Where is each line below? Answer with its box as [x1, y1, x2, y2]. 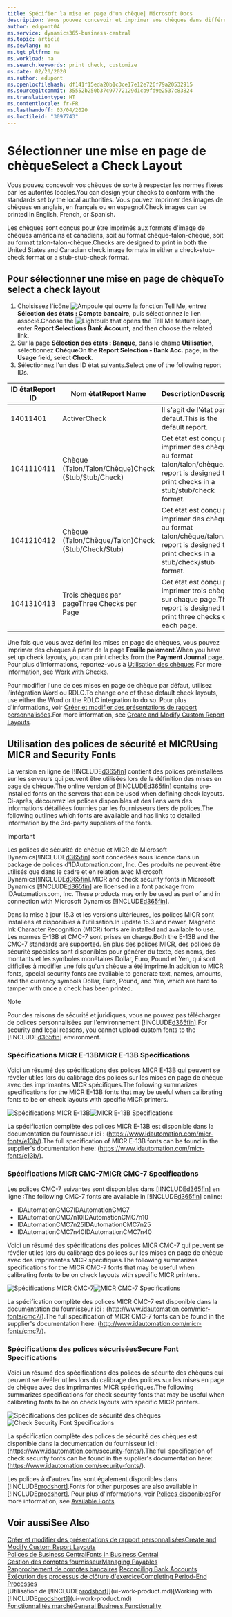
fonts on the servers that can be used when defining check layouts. [32, 789, 224, 798]
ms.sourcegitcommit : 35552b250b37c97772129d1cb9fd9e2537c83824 [7, 87, 193, 94]
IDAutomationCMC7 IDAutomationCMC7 [17, 1206, 130, 1214]
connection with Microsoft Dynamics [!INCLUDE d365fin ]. [7, 897, 170, 906]
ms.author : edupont [7, 74, 64, 82]
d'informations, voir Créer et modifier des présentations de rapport [7, 704, 197, 712]
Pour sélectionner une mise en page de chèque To [7, 273, 224, 285]
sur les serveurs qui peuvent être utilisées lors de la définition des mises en [7, 775, 222, 783]
